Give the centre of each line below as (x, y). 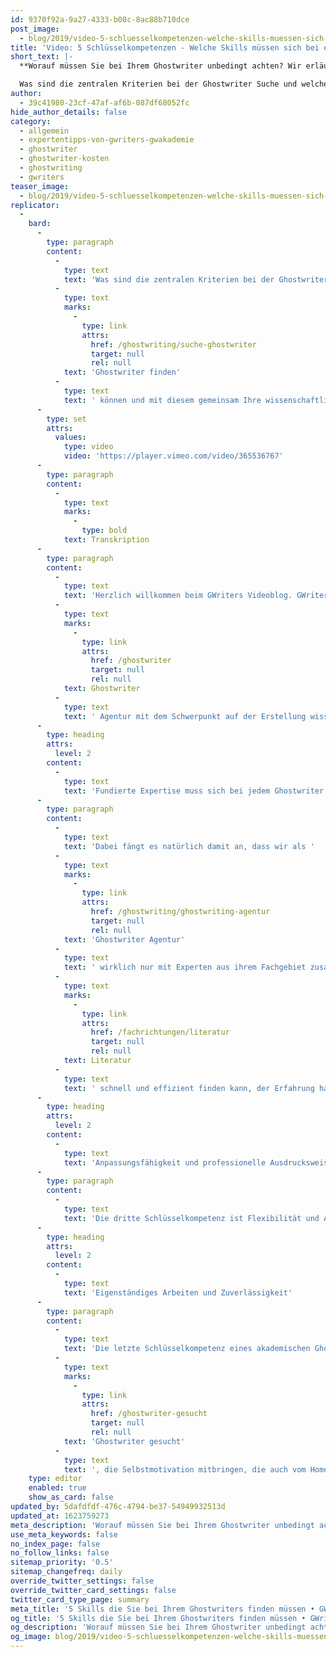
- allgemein (44, 131)
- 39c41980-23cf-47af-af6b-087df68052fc (104, 102)
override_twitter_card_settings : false (93, 1590)
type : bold (104, 531)
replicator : (35, 205)
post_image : (35, 29)
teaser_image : (40, 186)
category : (31, 121)
